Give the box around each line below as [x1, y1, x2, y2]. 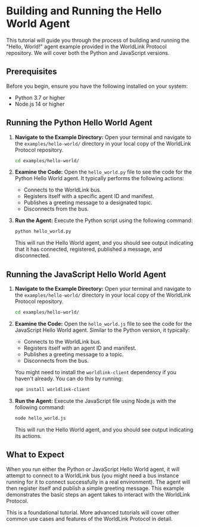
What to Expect [6, 449, 64, 460]
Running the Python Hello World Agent [6, 118, 153, 128]
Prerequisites [6, 67, 57, 77]
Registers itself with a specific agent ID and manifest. [23, 193, 155, 200]
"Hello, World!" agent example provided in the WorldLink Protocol [6, 43, 167, 50]
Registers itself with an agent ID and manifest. [23, 344, 137, 352]
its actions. [14, 432, 42, 439]
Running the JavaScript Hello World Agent [6, 269, 166, 279]
